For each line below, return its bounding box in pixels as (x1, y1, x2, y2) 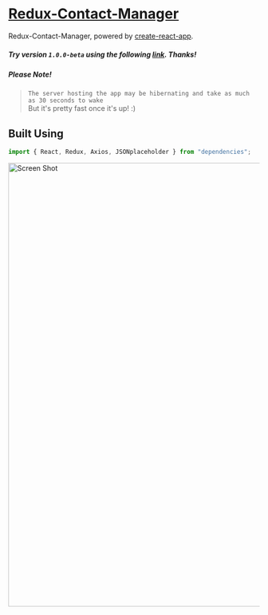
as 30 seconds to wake (27, 97, 104, 104)
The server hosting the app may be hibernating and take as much (27, 89, 250, 98)
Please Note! (8, 69, 52, 79)
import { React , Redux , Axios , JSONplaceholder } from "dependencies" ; (8, 148, 251, 156)
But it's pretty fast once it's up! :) (27, 104, 136, 113)
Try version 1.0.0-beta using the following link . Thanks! (8, 49, 197, 59)
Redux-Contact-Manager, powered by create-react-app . (8, 31, 194, 41)
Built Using (8, 127, 64, 140)
